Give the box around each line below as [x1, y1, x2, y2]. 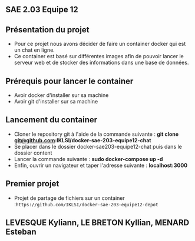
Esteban [5, 227, 37, 237]
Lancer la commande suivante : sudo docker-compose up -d [14, 155, 163, 162]
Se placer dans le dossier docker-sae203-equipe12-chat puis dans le [14, 143, 182, 150]
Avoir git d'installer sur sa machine [14, 98, 98, 105]
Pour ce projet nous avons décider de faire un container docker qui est [14, 41, 186, 48]
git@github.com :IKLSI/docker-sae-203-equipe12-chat [14, 136, 151, 143]
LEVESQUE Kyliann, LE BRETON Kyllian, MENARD [5, 217, 190, 228]
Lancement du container [5, 115, 98, 125]
